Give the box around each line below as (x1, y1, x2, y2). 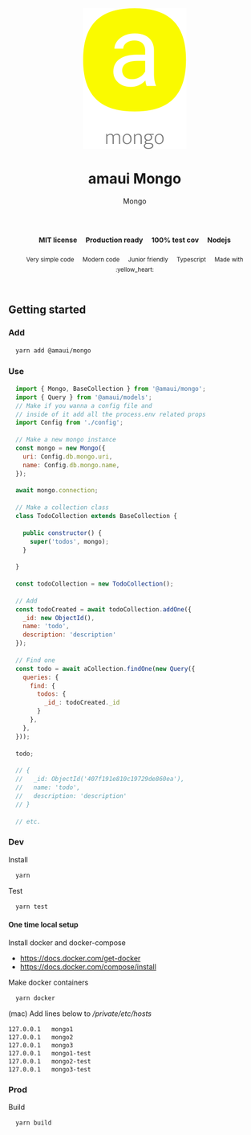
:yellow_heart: (115, 265, 155, 274)
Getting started (8, 303, 87, 317)
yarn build (15, 1118, 52, 1127)
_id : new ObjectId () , (22, 614, 95, 622)
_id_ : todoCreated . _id (43, 699, 120, 707)
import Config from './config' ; (15, 418, 124, 427)
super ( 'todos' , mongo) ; (29, 537, 110, 545)
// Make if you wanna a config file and (15, 401, 152, 409)
